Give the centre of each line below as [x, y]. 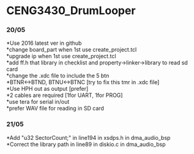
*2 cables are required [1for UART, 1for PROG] [65, 95]
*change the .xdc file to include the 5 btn [58, 76]
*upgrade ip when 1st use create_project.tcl [61, 56]
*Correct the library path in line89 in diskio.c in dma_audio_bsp [86, 144]
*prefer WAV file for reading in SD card [55, 109]
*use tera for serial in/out [38, 102]
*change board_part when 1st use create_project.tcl [72, 50]
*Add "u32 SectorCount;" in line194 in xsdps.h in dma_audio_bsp [88, 137]
